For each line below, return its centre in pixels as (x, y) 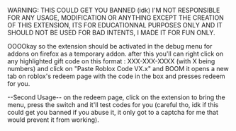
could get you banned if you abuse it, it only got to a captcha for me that (113, 112)
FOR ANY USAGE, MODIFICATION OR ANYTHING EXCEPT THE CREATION (116, 18)
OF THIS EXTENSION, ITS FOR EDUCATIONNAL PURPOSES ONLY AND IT (115, 25)
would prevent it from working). (53, 120)
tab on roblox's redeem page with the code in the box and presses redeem (116, 76)
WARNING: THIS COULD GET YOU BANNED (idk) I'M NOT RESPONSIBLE (114, 10)
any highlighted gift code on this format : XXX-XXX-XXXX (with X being (111, 61)
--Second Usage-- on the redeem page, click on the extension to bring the (116, 97)
